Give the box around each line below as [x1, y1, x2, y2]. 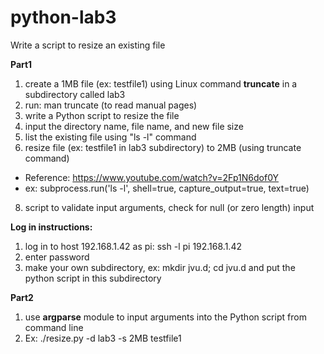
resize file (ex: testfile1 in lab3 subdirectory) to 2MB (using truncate [24, 141, 302, 153]
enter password [24, 251, 90, 263]
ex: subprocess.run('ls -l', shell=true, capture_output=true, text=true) [24, 182, 310, 194]
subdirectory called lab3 [24, 88, 126, 100]
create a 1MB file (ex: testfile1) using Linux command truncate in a [24, 77, 298, 90]
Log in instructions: [10, 221, 93, 233]
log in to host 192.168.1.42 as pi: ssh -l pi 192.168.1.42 [24, 240, 242, 252]
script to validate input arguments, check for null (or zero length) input [24, 201, 315, 213]
